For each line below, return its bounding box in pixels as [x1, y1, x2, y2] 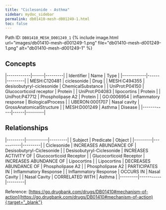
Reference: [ [5, 189, 31, 195]
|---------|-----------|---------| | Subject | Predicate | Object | [5, 137, 132, 143]
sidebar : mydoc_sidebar [5, 12, 55, 17]
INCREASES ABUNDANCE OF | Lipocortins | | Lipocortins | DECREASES [5, 158, 151, 164]
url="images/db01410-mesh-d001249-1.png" [5, 40, 97, 46]
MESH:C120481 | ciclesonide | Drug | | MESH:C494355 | [29, 78, 145, 84]
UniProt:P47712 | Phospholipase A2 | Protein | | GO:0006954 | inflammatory [5, 94, 160, 100]
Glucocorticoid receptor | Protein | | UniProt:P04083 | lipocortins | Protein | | [5, 89, 161, 95]
